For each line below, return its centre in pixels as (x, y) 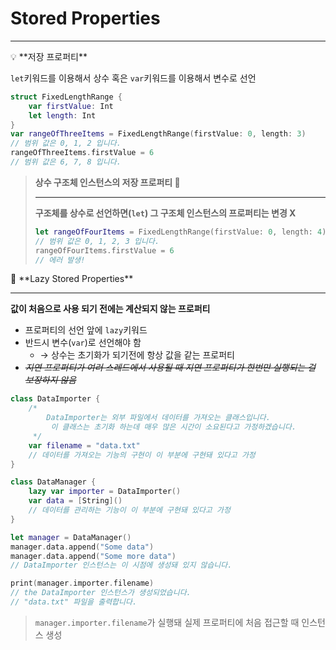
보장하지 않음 (50, 380)
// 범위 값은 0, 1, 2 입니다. (66, 143)
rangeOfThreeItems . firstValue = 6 (82, 153)
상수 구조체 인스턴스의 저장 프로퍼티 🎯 (107, 182)
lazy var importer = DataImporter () (105, 492)
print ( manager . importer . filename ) (82, 583)
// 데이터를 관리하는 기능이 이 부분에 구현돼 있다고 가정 (129, 510)
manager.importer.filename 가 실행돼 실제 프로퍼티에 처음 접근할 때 (167, 622)
